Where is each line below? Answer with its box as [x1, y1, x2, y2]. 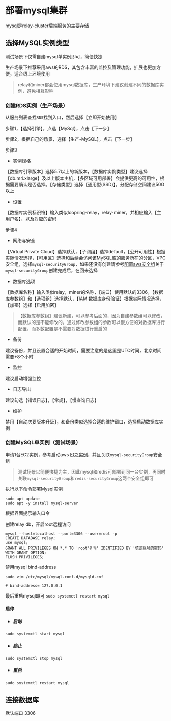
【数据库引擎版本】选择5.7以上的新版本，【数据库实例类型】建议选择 [5, 169, 148, 175]
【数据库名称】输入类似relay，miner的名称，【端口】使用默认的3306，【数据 [5, 289, 164, 295]
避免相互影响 [26, 88, 54, 94]
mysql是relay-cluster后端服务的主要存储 [5, 22, 89, 29]
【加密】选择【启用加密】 [5, 302, 59, 308]
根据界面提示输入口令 [5, 510, 50, 516]
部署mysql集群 [5, 5, 68, 16]
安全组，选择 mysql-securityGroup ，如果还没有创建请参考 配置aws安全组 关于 [5, 261, 164, 267]
